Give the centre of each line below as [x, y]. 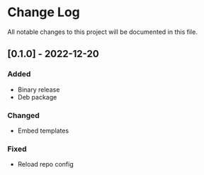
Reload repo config [45, 164]
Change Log [44, 12]
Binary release [39, 90]
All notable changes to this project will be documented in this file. [103, 32]
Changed [24, 115]
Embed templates [43, 131]
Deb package [37, 97]
